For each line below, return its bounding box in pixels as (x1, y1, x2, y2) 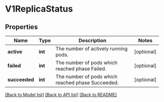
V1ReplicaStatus (5, 3, 73, 15)
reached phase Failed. (55, 66, 106, 72)
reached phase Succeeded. (55, 79, 119, 86)
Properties (5, 23, 38, 31)
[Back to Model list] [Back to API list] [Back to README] (5, 92, 117, 98)
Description (79, 37, 106, 44)
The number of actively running (55, 45, 128, 52)
